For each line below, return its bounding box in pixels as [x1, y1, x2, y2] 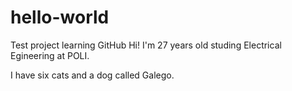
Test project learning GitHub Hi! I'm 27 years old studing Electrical [10, 39, 282, 51]
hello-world [10, 6, 110, 29]
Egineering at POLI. [10, 49, 90, 61]
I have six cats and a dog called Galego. [10, 69, 175, 81]
